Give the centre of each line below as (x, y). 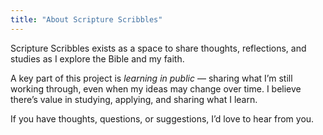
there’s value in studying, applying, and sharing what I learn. (134, 99)
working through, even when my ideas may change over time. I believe (156, 88)
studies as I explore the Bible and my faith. (97, 58)
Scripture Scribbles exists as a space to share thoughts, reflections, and (158, 48)
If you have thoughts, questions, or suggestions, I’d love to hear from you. (162, 118)
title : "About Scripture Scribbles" (86, 19)
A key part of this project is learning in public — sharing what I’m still (151, 78)
